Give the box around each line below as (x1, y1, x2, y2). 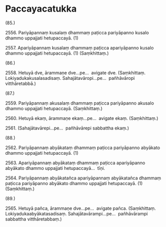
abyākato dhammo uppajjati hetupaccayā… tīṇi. (5, 165, 105, 171)
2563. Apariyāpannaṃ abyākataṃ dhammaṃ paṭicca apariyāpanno (5, 160, 145, 166)
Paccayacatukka (5, 3, 77, 15)
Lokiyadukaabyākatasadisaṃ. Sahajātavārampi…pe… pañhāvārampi (5, 210, 148, 216)
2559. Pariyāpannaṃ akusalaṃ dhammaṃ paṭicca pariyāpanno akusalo (5, 100, 154, 106)
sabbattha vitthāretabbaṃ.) (5, 216, 62, 222)
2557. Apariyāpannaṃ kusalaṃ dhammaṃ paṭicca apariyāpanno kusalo (5, 44, 154, 51)
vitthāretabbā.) (5, 80, 36, 86)
